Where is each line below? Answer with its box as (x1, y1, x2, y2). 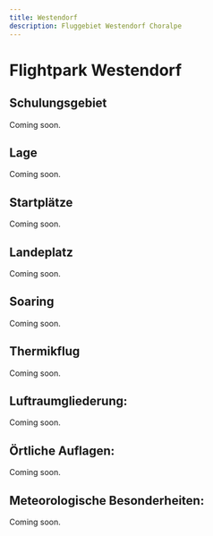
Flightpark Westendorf (9, 60, 182, 81)
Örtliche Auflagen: (9, 443, 115, 458)
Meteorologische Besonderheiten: (9, 493, 205, 508)
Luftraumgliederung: (9, 393, 128, 408)
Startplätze (9, 194, 73, 210)
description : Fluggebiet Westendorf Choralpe (9, 21, 182, 30)
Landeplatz (9, 244, 73, 259)
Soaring (9, 294, 55, 310)
